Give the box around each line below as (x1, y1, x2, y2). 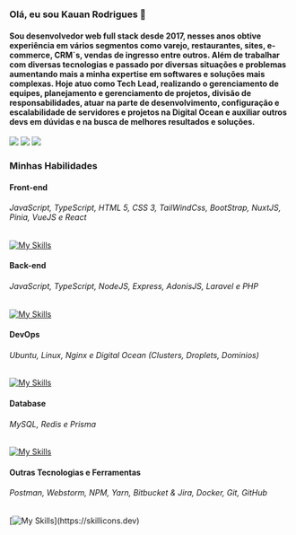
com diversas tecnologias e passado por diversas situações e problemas (9, 58, 287, 70)
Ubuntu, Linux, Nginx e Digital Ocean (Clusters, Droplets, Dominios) (9, 349, 260, 360)
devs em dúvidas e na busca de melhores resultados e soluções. (9, 116, 256, 127)
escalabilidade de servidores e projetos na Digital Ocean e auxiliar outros (9, 107, 287, 118)
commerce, (9, 49, 53, 60)
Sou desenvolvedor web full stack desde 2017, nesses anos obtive (9, 31, 262, 41)
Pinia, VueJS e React (9, 212, 87, 223)
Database (9, 399, 47, 409)
